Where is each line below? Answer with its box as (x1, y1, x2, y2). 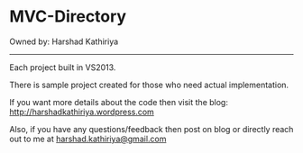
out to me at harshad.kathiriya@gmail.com (9, 133, 167, 144)
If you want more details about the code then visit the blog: (9, 96, 228, 107)
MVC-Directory (9, 6, 127, 27)
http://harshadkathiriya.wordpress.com (9, 106, 155, 117)
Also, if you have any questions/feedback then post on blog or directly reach (9, 123, 294, 134)
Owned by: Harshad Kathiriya (9, 36, 119, 47)
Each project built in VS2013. (9, 61, 116, 73)
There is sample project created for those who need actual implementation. (9, 79, 289, 90)
